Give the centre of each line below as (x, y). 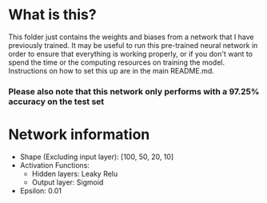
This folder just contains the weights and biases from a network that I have (131, 37)
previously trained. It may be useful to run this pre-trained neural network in (133, 45)
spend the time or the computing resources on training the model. (117, 62)
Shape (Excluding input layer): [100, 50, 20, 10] (97, 157)
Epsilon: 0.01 (41, 190)
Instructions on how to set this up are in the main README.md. (111, 70)
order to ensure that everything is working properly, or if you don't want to (131, 54)
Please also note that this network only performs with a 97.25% (134, 91)
